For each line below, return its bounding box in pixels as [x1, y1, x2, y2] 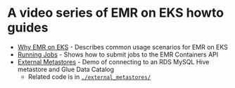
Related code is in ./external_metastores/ [27, 72, 151, 81]
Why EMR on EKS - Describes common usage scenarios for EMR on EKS [17, 43, 229, 51]
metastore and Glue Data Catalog [17, 65, 115, 73]
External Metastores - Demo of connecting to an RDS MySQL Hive [17, 57, 210, 66]
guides [7, 20, 49, 36]
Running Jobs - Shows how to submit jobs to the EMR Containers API [17, 50, 219, 59]
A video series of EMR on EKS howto [7, 5, 224, 21]
